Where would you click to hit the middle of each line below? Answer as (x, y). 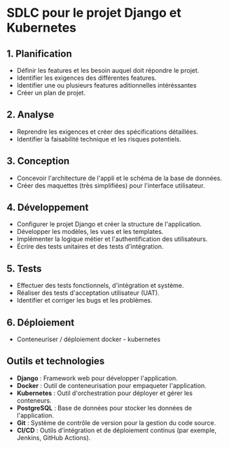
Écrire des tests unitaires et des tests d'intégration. (90, 247)
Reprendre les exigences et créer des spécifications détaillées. (107, 132)
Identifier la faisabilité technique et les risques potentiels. (99, 139)
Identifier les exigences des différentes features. (86, 78)
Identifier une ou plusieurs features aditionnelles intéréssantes (106, 85)
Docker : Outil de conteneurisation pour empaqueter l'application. (112, 385)
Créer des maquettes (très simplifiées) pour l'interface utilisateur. (111, 185)
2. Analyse (30, 115)
